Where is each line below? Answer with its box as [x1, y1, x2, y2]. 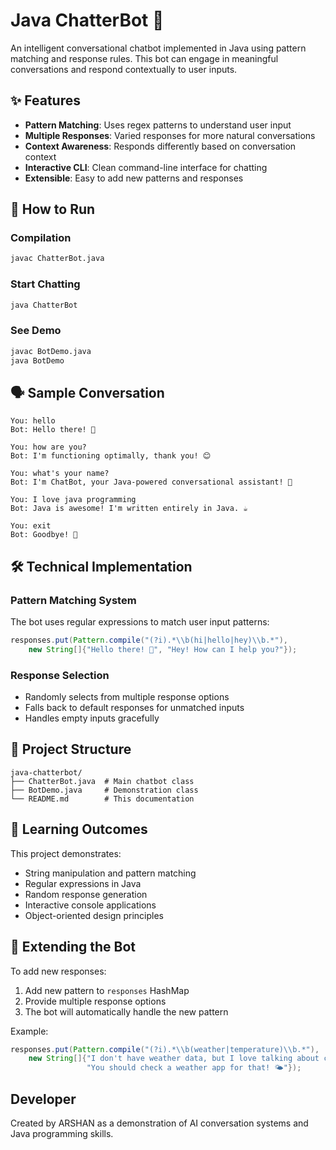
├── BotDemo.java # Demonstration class [10, 785, 199, 795]
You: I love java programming [10, 495, 137, 505]
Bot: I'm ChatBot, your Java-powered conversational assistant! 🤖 [10, 477, 293, 488]
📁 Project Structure [10, 741, 132, 758]
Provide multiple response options [24, 995, 167, 1007]
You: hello [10, 416, 56, 426]
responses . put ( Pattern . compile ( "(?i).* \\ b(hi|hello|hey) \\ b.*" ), [10, 635, 288, 646]
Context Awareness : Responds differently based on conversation [24, 140, 297, 152]
